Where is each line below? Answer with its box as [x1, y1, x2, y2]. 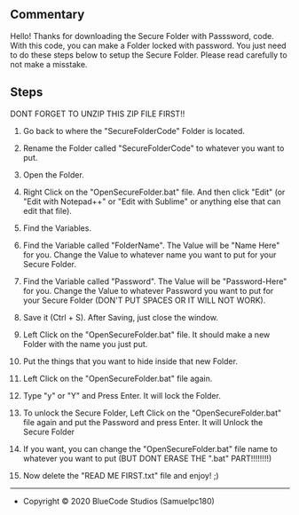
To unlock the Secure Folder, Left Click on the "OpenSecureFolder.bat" [22, 408, 282, 418]
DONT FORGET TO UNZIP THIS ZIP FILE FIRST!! [10, 108, 185, 119]
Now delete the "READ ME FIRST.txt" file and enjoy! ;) [22, 470, 220, 480]
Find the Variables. [22, 222, 92, 234]
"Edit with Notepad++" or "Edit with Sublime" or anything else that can [22, 195, 281, 207]
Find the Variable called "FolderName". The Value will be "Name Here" [22, 240, 280, 250]
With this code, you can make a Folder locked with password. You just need [10, 40, 287, 51]
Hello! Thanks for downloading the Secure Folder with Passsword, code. [10, 30, 274, 41]
